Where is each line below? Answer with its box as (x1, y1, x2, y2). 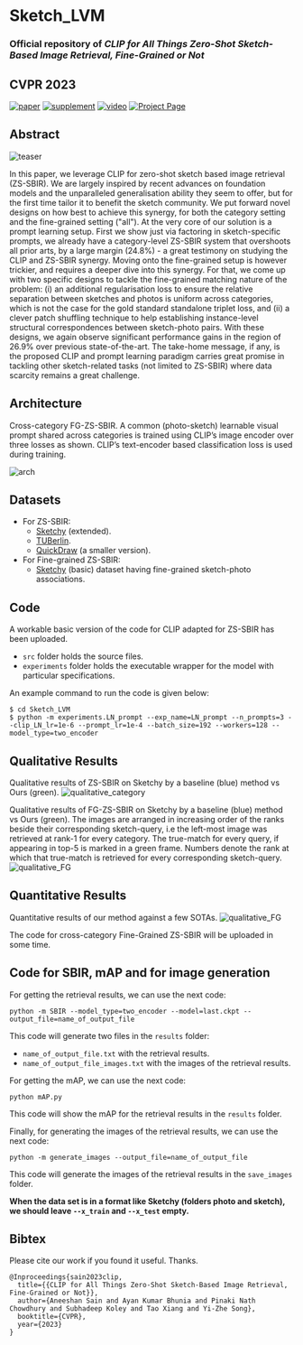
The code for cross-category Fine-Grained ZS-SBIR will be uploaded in (9, 929, 273, 940)
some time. (9, 939, 51, 950)
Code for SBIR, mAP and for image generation (9, 965, 271, 980)
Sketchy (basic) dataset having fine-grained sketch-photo (35, 564, 252, 575)
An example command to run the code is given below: (9, 688, 210, 699)
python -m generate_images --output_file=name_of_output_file (9, 1153, 248, 1162)
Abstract (9, 127, 60, 143)
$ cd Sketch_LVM (9, 705, 70, 714)
